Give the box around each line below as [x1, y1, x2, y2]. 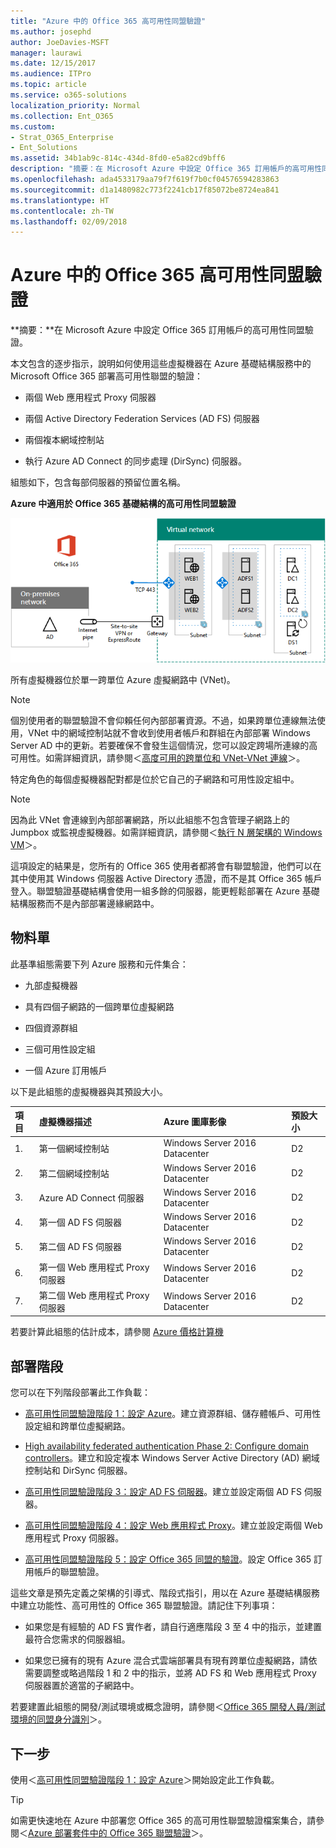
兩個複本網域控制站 [24, 434, 105, 446]
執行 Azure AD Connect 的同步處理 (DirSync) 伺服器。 [24, 455, 248, 467]
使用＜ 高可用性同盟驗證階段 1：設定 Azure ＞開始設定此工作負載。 [10, 1773, 280, 1785]
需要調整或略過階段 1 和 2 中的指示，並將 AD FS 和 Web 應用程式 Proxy [24, 1667, 317, 1679]
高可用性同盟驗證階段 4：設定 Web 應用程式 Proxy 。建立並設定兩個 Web [24, 1520, 323, 1532]
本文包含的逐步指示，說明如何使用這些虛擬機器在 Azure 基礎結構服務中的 [10, 358, 312, 370]
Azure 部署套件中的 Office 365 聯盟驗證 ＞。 [28, 1826, 209, 1839]
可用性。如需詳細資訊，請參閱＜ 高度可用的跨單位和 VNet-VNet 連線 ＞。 [10, 751, 306, 764]
